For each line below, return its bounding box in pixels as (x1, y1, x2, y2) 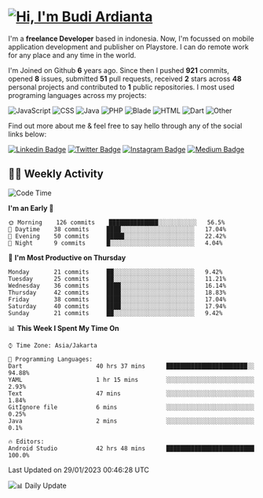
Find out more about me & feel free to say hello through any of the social (8, 121, 243, 130)
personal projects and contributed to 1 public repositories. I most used (8, 82, 235, 92)
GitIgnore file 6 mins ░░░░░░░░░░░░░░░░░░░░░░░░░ (8, 403, 255, 411)
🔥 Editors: (8, 438, 45, 445)
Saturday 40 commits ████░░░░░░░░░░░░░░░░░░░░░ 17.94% (8, 302, 226, 310)
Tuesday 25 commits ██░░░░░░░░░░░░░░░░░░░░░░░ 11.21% (8, 274, 226, 282)
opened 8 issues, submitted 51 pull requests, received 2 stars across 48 (8, 74, 242, 83)
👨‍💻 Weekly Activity (8, 167, 104, 180)
